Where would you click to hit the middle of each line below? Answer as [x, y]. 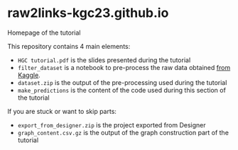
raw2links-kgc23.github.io [88, 13]
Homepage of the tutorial [44, 33]
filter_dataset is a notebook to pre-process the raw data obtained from [124, 67]
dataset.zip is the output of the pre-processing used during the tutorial [122, 82]
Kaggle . [29, 75]
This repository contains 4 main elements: [69, 46]
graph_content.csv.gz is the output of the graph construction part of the [123, 132]
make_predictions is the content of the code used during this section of [121, 90]
